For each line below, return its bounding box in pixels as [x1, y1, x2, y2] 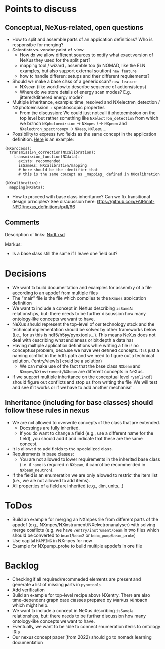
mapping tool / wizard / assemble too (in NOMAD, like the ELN [19, 63, 146, 68]
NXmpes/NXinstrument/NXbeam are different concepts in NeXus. [19, 368, 144, 374]
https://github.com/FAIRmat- [97, 199, 155, 204]
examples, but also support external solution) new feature [19, 68, 137, 74]
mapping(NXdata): [9, 185, 45, 190]
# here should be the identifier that [18, 167, 98, 172]
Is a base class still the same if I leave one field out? [12, 250, 118, 256]
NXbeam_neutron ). [19, 467, 54, 473]
